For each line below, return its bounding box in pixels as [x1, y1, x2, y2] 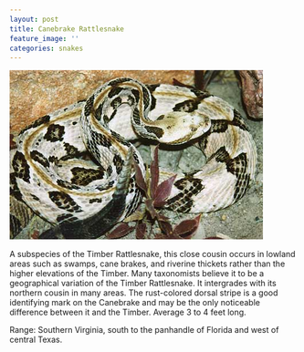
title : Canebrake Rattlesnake [9, 24, 125, 34]
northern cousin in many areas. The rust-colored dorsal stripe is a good [9, 287, 278, 298]
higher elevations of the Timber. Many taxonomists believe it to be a [9, 268, 265, 279]
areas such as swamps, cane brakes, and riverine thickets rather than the [9, 258, 286, 269]
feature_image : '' [9, 34, 79, 43]
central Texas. [9, 334, 63, 346]
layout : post [9, 15, 59, 24]
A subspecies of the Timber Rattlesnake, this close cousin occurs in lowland [9, 249, 296, 260]
